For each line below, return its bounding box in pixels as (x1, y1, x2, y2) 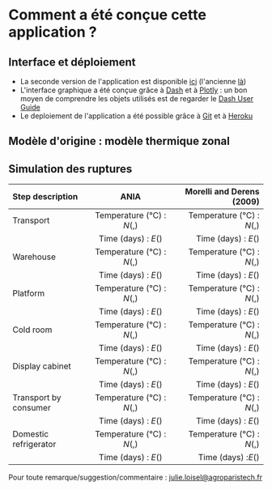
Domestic (12, 428, 49, 440)
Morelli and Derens (185, 186, 260, 198)
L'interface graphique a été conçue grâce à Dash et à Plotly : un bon (19, 85, 248, 95)
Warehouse (12, 251, 57, 262)
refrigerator (12, 439, 57, 450)
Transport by (12, 392, 62, 403)
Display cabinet (12, 360, 71, 372)
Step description (12, 191, 79, 202)
